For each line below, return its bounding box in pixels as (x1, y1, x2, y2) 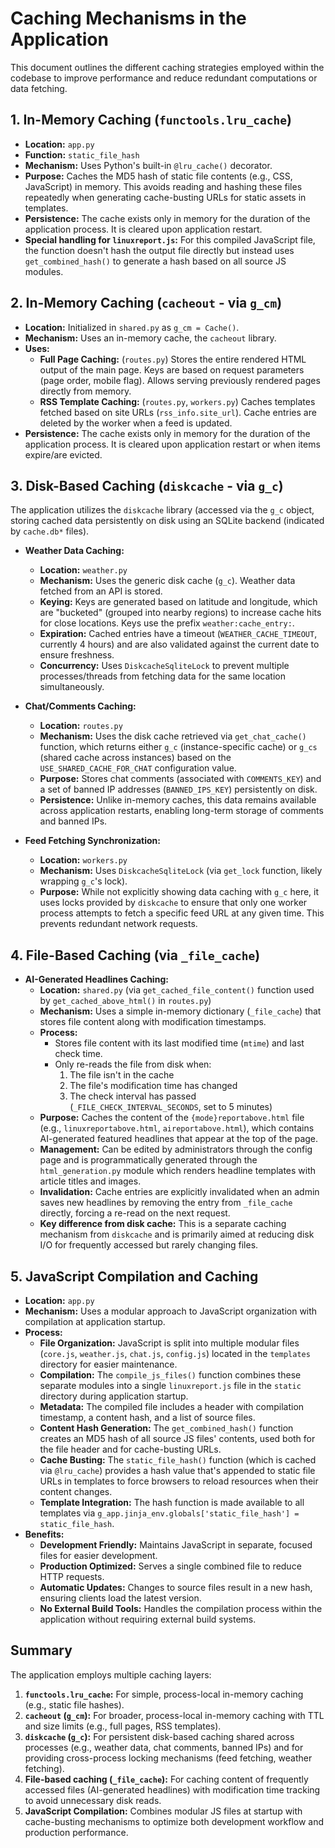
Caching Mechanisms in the (10, 7, 247, 30)
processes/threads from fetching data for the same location (39, 670, 286, 682)
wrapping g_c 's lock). (39, 875, 128, 887)
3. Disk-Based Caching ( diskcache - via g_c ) (10, 477, 284, 494)
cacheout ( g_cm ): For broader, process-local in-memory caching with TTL (24, 1709, 325, 1721)
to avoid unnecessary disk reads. (24, 1794, 162, 1806)
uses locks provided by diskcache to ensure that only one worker (39, 897, 308, 909)
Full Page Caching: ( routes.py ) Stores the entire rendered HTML (39, 353, 307, 365)
